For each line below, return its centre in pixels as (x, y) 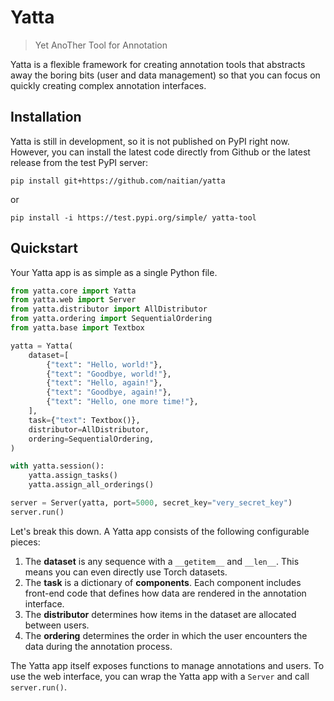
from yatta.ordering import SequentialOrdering (111, 319)
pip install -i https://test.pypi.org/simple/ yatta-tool (133, 217)
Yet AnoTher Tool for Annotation (101, 45)
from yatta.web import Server (73, 300)
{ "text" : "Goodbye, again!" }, (109, 392)
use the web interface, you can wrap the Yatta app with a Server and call (160, 676)
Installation (46, 117)
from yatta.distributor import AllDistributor (109, 309)
